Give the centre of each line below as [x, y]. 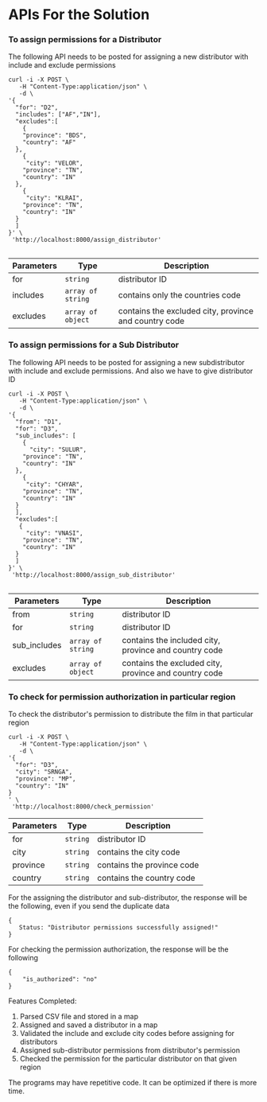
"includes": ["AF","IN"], [58, 115]
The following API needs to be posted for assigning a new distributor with [128, 56]
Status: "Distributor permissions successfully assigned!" [118, 928]
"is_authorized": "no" [60, 979]
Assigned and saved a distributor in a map [89, 1025]
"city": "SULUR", [58, 450]
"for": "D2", [37, 108]
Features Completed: [43, 1001]
